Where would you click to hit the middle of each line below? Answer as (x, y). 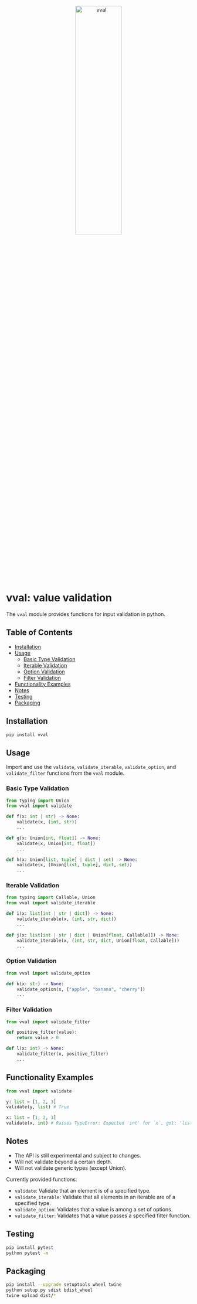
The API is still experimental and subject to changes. (78, 1155)
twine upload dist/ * (31, 1295)
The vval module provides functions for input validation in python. (86, 614)
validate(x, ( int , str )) (47, 822)
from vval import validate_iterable (51, 903)
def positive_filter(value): (42, 1032)
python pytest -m (27, 1253)
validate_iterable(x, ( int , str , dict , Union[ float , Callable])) (98, 941)
